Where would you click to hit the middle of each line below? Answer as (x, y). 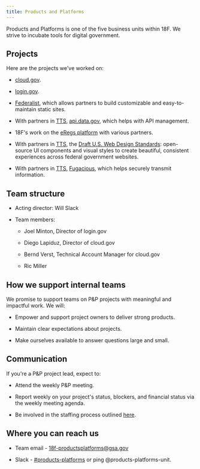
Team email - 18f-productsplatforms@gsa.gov (72, 448)
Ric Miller (35, 266)
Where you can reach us (53, 433)
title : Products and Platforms (45, 12)
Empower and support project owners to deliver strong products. (95, 317)
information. (30, 175)
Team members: (35, 220)
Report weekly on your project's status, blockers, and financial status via (104, 397)
